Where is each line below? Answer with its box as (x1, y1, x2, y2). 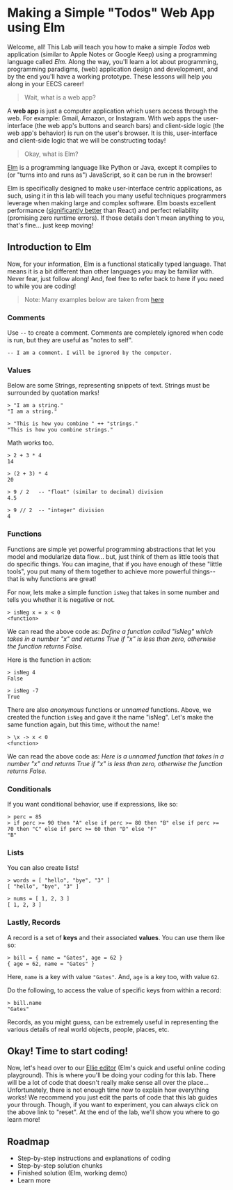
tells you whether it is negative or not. (7, 595, 115, 603)
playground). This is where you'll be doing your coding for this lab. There (7, 1071, 216, 1079)
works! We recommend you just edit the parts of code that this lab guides (7, 1093, 218, 1102)
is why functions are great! (19, 574, 97, 582)
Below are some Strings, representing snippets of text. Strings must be (7, 381, 210, 390)
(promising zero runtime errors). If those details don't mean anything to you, (7, 214, 225, 222)
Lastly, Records (7, 917, 61, 927)
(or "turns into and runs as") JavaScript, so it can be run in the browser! (7, 170, 213, 179)
